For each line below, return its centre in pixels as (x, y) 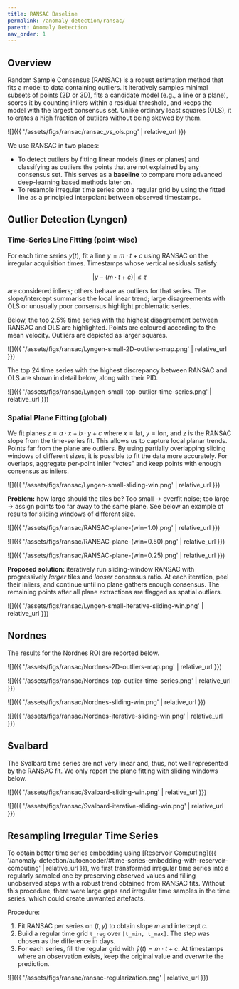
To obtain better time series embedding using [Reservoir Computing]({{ (112, 853)
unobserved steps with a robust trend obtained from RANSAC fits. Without (116, 883)
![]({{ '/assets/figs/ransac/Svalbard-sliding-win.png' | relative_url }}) (107, 792)
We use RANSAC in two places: (53, 146)
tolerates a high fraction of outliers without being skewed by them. (105, 118)
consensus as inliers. (38, 471)
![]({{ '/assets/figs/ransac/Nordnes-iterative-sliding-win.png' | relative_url (115, 716)
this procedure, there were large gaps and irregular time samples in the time (119, 891)
